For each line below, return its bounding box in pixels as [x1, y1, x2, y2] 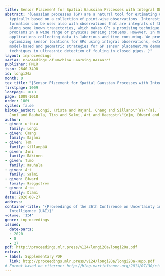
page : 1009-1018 [5, 94, 38, 99]
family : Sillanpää [9, 145, 48, 150]
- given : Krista [5, 122, 38, 126]
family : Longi [9, 126, 38, 131]
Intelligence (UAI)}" [9, 209, 54, 214]
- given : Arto [5, 185, 34, 190]
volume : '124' [5, 213, 34, 218]
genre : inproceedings [5, 217, 50, 223]
